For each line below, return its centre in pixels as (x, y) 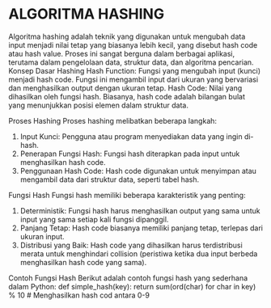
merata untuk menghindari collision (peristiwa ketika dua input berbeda (139, 253)
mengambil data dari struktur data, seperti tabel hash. (110, 179)
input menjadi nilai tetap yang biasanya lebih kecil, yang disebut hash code (133, 44)
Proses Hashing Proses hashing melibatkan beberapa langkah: (112, 120)
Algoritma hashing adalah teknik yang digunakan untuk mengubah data (127, 36)
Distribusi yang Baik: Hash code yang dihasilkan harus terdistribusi (131, 245)
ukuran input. (42, 236)
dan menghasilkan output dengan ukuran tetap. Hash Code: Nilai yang (125, 88)
